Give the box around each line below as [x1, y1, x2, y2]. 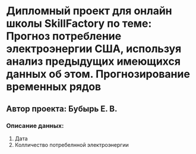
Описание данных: [6, 121, 64, 130]
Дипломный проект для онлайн [6, 4, 172, 18]
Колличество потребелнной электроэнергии [14, 141, 129, 148]
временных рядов [6, 80, 102, 93]
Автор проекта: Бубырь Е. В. [6, 103, 118, 114]
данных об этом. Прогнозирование [6, 67, 190, 81]
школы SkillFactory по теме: [6, 17, 152, 30]
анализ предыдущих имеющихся [6, 55, 181, 68]
